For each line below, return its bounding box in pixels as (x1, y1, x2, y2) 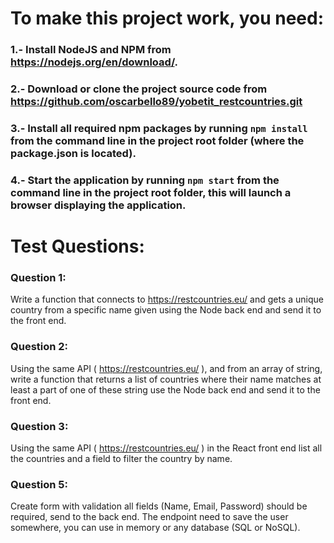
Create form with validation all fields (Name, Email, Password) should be (10, 500, 308, 512)
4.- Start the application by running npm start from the (10, 173, 280, 187)
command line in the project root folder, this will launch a (10, 185, 292, 199)
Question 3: (10, 419, 69, 433)
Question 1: (10, 270, 67, 284)
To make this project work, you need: (10, 7, 325, 30)
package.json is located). (10, 146, 137, 160)
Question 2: (10, 340, 69, 354)
